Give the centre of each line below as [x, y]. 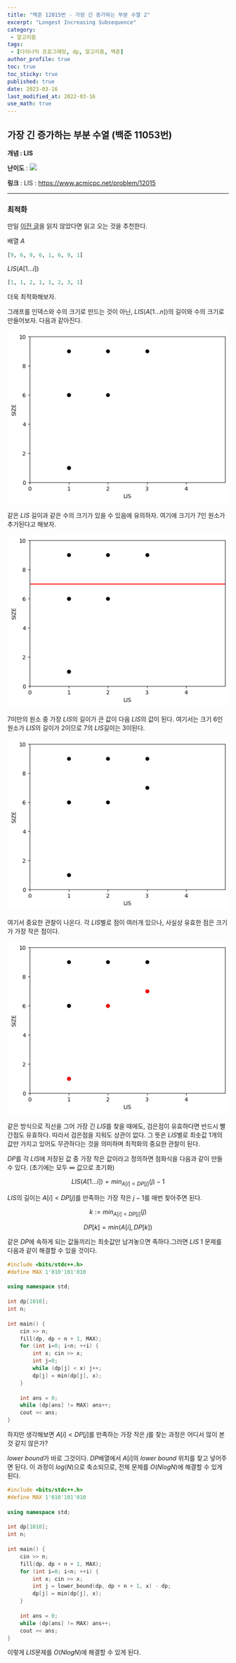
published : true [31, 81]
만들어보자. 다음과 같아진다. [45, 320]
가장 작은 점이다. [37, 932]
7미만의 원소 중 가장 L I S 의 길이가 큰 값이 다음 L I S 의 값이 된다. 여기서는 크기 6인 [115, 719]
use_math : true [29, 104]
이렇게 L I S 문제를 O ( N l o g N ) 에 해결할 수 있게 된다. [74, 1652]
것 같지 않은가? [28, 1443]
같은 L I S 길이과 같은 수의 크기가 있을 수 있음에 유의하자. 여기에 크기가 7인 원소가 [116, 515]
